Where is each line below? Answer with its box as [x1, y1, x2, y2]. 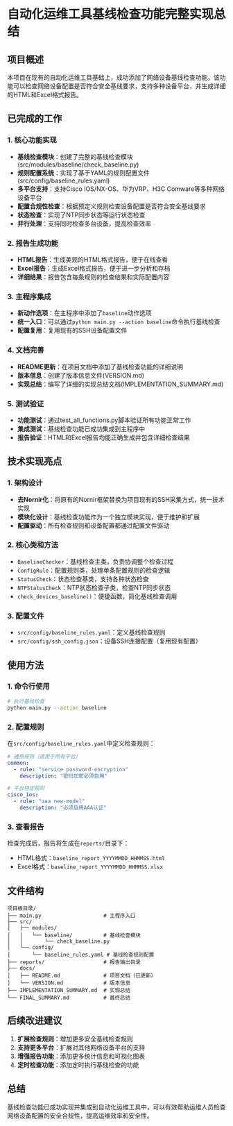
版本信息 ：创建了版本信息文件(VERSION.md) [17, 371, 144, 379]
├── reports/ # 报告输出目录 [7, 959, 141, 966]
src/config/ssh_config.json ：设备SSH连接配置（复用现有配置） [17, 637, 202, 646]
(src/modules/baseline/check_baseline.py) [17, 160, 139, 169]
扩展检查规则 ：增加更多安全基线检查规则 [17, 1034, 133, 1043]
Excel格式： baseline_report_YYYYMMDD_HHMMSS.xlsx [17, 862, 163, 871]
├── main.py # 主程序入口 [7, 912, 136, 919]
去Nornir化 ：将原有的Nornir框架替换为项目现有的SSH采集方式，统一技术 [17, 495, 225, 503]
